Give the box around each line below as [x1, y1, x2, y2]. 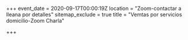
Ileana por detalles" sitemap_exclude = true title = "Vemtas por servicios [6, 11, 182, 18]
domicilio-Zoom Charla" [6, 17, 65, 24]
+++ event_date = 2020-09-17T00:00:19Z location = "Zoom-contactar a [6, 5, 181, 12]
